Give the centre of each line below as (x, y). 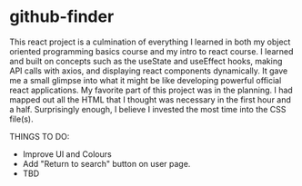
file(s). (21, 119)
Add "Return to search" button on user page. (106, 163)
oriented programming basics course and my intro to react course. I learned (151, 51)
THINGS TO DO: (40, 136)
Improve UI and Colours (67, 154)
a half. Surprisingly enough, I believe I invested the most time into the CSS (148, 109)
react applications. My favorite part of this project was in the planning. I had (151, 90)
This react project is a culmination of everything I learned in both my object (150, 42)
